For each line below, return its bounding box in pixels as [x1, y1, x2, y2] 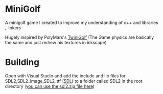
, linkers [5, 24, 21, 30]
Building [5, 57, 40, 68]
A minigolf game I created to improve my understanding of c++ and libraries [5, 20, 158, 25]
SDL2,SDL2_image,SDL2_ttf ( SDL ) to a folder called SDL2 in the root [5, 78, 143, 84]
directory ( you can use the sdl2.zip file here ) [5, 83, 94, 89]
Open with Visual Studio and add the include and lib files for [5, 72, 126, 79]
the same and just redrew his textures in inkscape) [5, 39, 107, 45]
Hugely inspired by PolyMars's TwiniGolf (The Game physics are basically [5, 34, 154, 40]
